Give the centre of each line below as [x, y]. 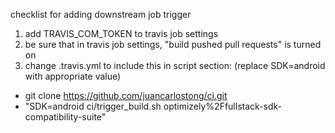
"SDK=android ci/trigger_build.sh [93, 106]
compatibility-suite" [65, 117]
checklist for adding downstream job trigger [101, 14]
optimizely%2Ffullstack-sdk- [222, 106]
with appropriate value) [73, 76]
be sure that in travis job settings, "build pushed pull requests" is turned [173, 44]
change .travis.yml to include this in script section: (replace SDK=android [175, 65]
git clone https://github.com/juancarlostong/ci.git [126, 95]
